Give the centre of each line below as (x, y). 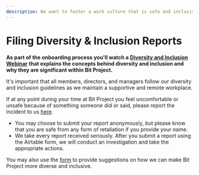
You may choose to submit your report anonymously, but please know (100, 123)
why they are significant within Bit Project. (60, 70)
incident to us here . (30, 111)
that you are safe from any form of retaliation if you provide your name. (101, 129)
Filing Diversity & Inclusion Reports (94, 40)
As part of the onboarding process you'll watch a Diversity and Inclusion (97, 57)
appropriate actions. (39, 148)
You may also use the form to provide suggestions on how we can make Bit (98, 160)
